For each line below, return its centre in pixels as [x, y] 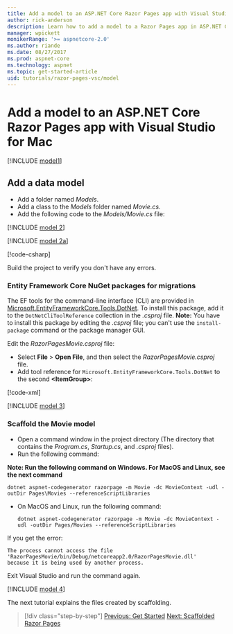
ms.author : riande [34, 46]
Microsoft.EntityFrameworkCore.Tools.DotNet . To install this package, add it [115, 308]
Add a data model [46, 183]
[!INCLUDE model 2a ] [38, 241]
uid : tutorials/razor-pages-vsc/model [63, 78]
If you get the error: [35, 538]
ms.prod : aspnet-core [38, 59]
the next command [35, 475]
